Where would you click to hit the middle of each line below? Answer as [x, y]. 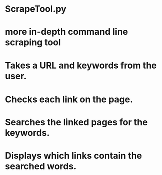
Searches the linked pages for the [76, 122]
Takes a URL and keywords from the [81, 65]
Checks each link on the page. [69, 99]
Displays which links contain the [73, 156]
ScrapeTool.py [36, 9]
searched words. [41, 167]
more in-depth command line [66, 32]
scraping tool [33, 42]
